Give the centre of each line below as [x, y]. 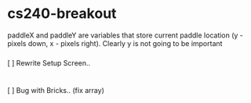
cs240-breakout [62, 14]
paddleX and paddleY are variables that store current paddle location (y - [125, 35]
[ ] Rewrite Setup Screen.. [49, 62]
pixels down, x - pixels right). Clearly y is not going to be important [115, 43]
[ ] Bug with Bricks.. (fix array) [56, 91]
